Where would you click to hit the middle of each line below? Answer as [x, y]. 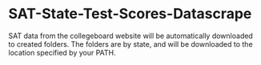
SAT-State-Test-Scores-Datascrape [130, 14]
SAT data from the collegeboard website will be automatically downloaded [131, 36]
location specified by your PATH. [62, 52]
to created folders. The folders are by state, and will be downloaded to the [131, 44]
